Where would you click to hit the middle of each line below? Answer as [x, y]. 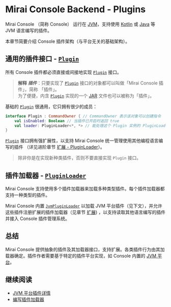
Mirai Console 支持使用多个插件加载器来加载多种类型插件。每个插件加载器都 [85, 189]
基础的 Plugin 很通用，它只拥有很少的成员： [51, 106]
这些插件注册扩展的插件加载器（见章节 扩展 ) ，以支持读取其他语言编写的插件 [85, 212]
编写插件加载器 [28, 299]
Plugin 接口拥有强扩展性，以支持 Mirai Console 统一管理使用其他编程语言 [82, 141]
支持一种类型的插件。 [27, 195]
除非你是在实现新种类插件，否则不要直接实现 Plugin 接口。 [79, 158]
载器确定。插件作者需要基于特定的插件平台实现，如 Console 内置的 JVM [81, 256]
